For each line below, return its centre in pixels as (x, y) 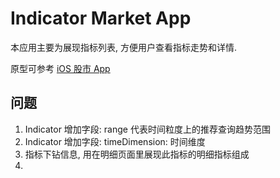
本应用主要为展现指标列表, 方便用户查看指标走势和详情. (124, 47)
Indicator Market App (101, 18)
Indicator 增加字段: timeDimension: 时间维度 (115, 141)
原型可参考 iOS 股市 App (60, 68)
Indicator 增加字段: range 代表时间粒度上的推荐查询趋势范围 (147, 129)
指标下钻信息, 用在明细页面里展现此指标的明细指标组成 (137, 154)
